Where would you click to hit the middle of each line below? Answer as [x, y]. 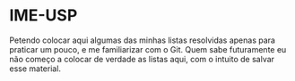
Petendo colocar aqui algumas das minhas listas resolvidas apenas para [143, 40]
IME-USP [43, 16]
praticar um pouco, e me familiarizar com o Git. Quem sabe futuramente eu [148, 49]
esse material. [35, 69]
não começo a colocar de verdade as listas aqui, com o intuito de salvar [142, 59]
